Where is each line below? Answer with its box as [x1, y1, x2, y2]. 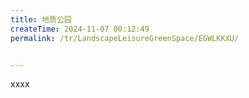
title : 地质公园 [10, 14, 72, 25]
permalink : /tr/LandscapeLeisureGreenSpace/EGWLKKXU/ [10, 33, 240, 43]
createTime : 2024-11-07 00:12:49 [10, 24, 150, 34]
